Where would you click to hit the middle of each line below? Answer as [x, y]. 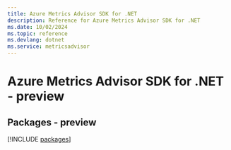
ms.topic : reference [38, 33]
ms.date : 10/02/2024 [38, 27]
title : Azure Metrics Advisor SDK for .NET [72, 14]
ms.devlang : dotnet [36, 40]
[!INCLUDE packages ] [39, 139]
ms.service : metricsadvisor [49, 46]
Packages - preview [52, 122]
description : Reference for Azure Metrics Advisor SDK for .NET [104, 20]
